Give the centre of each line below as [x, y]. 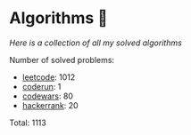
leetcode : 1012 [49, 77]
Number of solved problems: [62, 60]
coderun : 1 [42, 86]
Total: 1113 [28, 123]
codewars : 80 [48, 96]
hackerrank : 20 [50, 105]
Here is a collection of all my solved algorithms [96, 43]
